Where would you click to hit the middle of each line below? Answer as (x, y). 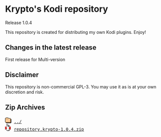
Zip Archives (25, 107)
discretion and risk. (25, 92)
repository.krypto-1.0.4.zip (49, 129)
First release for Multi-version (35, 59)
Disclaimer (22, 75)
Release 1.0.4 (18, 23)
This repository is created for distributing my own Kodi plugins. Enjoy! (76, 32)
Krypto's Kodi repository (57, 9)
